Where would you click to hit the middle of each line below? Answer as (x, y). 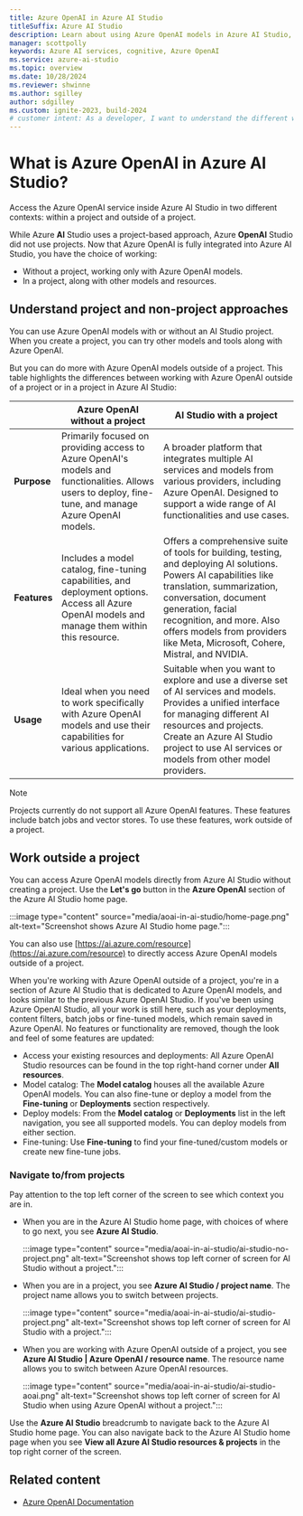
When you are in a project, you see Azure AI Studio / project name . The (156, 1285)
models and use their (106, 725)
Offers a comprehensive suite (226, 541)
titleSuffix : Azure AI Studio (66, 26)
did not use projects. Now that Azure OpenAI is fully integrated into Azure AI (151, 244)
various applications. (106, 748)
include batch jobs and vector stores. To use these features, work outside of (151, 820)
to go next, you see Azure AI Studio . (91, 1231)
